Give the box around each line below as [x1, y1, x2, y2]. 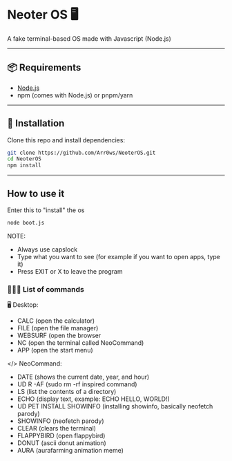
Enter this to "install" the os [7, 206, 85, 214]
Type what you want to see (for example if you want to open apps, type [17, 252, 221, 261]
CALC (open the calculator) [17, 317, 95, 325]
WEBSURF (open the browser [17, 331, 101, 340]
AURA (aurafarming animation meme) [17, 446, 124, 455]
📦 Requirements [7, 62, 81, 74]
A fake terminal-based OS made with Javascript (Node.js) [7, 34, 171, 43]
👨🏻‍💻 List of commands [7, 284, 84, 294]
